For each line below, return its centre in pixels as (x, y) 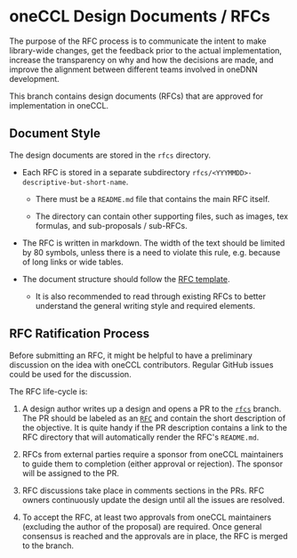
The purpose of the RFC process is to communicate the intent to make (138, 41)
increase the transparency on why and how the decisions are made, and (141, 60)
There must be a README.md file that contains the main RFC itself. (153, 198)
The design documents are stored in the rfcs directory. (110, 155)
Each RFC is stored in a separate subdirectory (106, 172)
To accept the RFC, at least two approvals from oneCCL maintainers (147, 517)
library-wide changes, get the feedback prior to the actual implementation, (146, 50)
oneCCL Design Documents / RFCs (140, 16)
